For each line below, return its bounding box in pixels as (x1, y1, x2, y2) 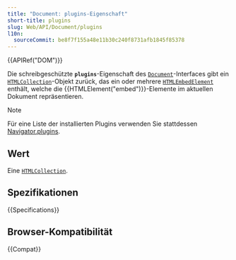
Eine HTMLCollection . (7, 166, 69, 175)
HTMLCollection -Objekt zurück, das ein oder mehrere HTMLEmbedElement (7, 77, 214, 85)
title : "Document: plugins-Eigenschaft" (7, 10, 129, 18)
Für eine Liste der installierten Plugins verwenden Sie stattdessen (7, 119, 198, 128)
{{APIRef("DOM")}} (7, 56, 64, 64)
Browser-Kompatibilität (7, 226, 113, 238)
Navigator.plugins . (7, 127, 61, 136)
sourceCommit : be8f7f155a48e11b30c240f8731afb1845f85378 (13, 37, 185, 44)
